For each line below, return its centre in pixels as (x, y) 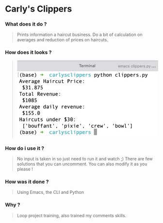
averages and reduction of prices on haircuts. (62, 40)
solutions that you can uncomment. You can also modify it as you (82, 164)
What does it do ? (26, 24)
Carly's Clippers (39, 9)
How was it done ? (27, 182)
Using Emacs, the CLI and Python (50, 192)
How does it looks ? (28, 52)
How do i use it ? (25, 148)
